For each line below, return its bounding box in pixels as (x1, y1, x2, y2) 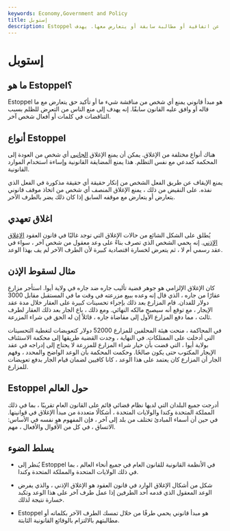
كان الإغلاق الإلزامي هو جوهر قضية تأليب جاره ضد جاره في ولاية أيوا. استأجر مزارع (8, 283, 215, 292)
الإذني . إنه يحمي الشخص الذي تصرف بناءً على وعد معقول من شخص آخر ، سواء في (8, 238, 218, 246)
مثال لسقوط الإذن (8, 265, 76, 277)
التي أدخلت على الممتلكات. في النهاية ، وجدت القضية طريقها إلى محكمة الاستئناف (8, 333, 215, 342)
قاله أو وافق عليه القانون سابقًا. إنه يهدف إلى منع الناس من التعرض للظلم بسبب (8, 105, 209, 113)
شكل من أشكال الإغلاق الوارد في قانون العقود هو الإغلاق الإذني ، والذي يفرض (17, 481, 213, 489)
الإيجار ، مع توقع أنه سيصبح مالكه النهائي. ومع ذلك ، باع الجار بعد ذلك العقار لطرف (8, 305, 213, 314)
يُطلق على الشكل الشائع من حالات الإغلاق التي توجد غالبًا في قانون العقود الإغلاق (8, 231, 211, 239)
